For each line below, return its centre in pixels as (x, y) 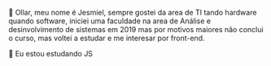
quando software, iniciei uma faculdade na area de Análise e (110, 21)
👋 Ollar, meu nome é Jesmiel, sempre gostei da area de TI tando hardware (133, 12)
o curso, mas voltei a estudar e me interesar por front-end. (107, 38)
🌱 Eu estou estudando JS (51, 54)
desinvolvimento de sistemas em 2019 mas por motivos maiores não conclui (136, 29)
